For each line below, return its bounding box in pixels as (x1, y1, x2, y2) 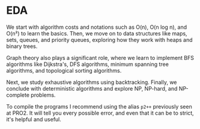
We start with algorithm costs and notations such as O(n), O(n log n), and (6, 23, 187, 31)
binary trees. (6, 43, 38, 50)
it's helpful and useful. (6, 115, 62, 123)
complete (6, 91, 30, 98)
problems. (31, 91, 56, 98)
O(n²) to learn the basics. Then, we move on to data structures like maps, (6, 29, 187, 37)
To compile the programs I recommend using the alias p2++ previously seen (6, 103, 192, 110)
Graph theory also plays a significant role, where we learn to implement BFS (6, 54, 194, 61)
